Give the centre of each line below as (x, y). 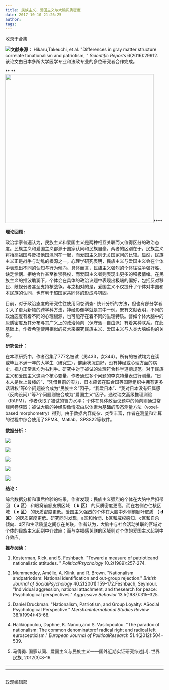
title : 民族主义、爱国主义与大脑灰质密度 (43, 10)
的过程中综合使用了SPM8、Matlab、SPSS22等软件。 (60, 420)
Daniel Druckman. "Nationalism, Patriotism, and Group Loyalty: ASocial (86, 604)
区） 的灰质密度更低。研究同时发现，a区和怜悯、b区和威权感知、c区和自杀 (82, 518)
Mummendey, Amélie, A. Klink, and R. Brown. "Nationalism (73, 573)
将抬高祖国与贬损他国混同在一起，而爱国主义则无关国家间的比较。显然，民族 (84, 255)
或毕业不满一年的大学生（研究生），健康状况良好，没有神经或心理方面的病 (81, 363)
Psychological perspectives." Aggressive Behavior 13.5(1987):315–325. (86, 595)
